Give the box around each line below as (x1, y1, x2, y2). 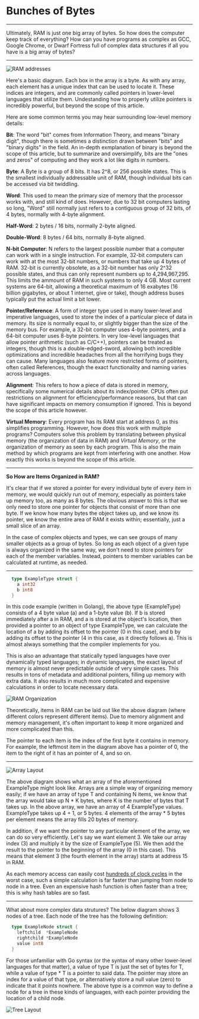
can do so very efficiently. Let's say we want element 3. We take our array (6, 834, 187, 841)
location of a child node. (6, 994, 65, 1002)
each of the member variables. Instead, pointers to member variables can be (6, 552, 193, 559)
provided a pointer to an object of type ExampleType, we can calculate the (6, 622, 188, 629)
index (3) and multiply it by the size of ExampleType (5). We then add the (6, 840, 184, 847)
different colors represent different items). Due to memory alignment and (6, 713, 184, 720)
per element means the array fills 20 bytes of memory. (6, 816, 139, 823)
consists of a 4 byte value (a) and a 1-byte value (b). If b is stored (6, 609, 165, 617)
